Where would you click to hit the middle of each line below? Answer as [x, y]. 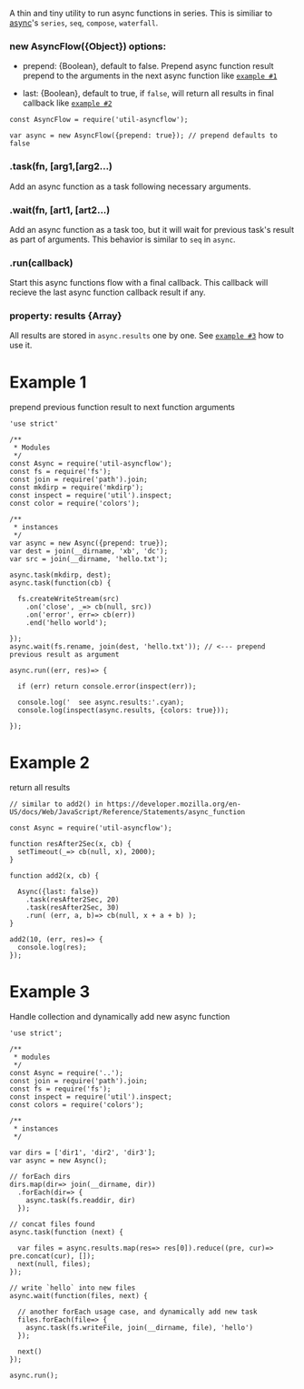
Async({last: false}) [59, 892]
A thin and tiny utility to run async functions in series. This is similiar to [141, 13]
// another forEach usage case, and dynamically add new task [137, 1312]
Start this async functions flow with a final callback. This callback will [139, 283]
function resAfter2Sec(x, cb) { [70, 844]
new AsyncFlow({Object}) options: [88, 46]
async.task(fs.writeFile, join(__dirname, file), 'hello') [140, 1328]
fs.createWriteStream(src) [69, 599]
